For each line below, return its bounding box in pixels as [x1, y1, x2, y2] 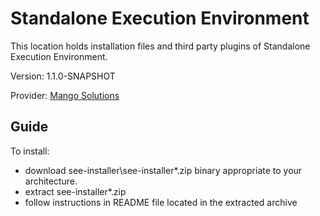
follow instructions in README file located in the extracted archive [24, 196, 298, 208]
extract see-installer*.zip [24, 185, 127, 197]
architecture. [24, 175, 78, 187]
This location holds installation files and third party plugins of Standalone [10, 40, 311, 52]
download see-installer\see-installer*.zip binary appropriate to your [24, 164, 303, 176]
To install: [10, 145, 50, 157]
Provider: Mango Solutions [10, 89, 120, 101]
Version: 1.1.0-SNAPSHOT [10, 70, 116, 82]
